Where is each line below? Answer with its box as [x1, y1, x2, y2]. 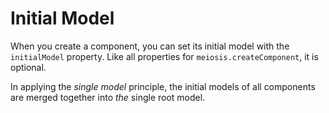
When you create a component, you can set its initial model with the [10, 40, 290, 52]
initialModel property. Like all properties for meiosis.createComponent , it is [10, 50, 319, 62]
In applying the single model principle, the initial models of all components [10, 80, 316, 92]
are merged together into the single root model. [10, 91, 206, 103]
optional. [10, 61, 47, 73]
